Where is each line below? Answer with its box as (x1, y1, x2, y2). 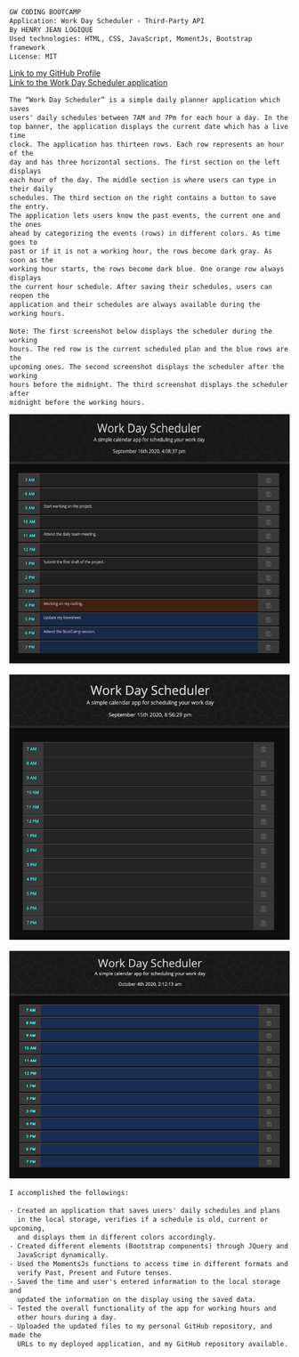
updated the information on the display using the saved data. (17, 1295, 256, 1304)
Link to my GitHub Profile (9, 68, 101, 78)
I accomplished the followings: (9, 1188, 129, 1197)
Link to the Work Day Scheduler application (9, 77, 168, 87)
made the (9, 1330, 42, 1339)
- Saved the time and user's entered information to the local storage (9, 1277, 280, 1286)
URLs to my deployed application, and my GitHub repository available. (17, 1339, 289, 1348)
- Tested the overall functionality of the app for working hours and (9, 1304, 277, 1313)
